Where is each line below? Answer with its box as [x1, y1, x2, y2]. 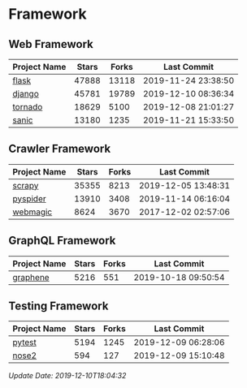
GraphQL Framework [8, 234, 116, 248]
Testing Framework [8, 300, 109, 313]
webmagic [12, 206, 53, 218]
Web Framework [8, 37, 93, 51]
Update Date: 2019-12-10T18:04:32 [8, 371, 127, 381]
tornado [12, 101, 43, 112]
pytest [12, 337, 37, 348]
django [12, 88, 39, 99]
